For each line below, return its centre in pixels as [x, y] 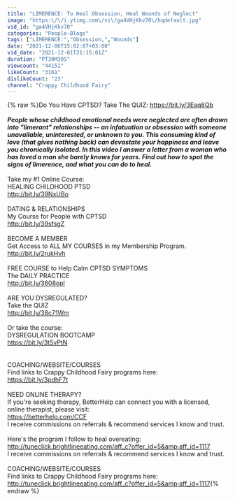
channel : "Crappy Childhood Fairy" [59, 85]
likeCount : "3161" [34, 72]
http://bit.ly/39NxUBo [38, 194]
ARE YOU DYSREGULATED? [47, 298]
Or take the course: [35, 328]
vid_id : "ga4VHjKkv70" [40, 27]
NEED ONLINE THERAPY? [44, 395]
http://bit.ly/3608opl [36, 283]
